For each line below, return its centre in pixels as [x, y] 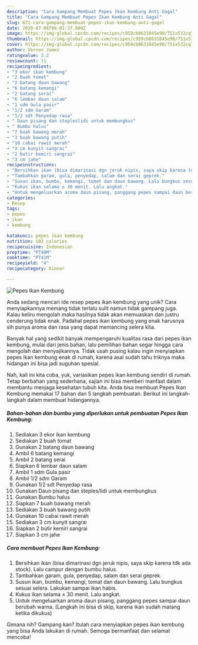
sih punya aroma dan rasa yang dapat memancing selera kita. [81, 327]
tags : [13, 209]
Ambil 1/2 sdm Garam [41, 478]
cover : [15, 45]
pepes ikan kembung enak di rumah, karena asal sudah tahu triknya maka [96, 357]
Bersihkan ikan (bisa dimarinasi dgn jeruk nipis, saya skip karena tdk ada [103, 563]
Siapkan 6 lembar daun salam [51, 465]
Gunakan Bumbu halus [43, 497]
